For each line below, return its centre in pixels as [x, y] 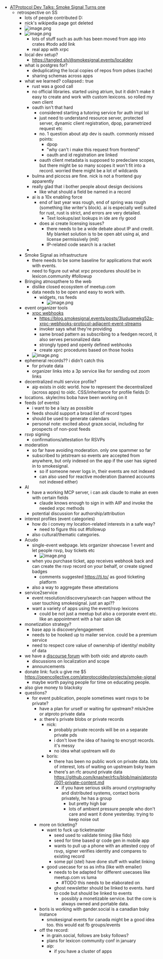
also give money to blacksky [53, 687]
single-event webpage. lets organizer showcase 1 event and [93, 545]
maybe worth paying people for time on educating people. [91, 682]
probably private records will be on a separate [101, 730]
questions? [36, 693]
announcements [48, 666]
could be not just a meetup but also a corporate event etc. [98, 614]
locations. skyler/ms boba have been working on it [76, 397]
